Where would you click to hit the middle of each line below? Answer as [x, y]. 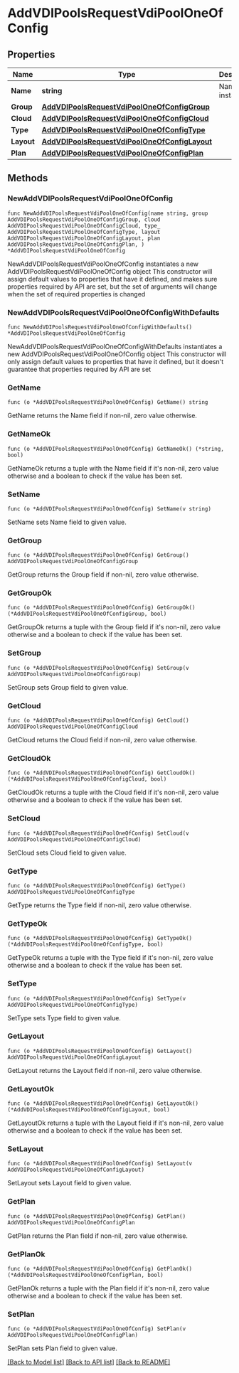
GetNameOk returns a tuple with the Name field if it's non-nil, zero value [113, 468]
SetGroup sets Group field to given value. [68, 687]
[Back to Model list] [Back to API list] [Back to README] [89, 1362]
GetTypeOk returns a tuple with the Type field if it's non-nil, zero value [110, 958]
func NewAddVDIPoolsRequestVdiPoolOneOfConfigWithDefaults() [100, 327]
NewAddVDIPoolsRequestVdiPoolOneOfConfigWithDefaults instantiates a [115, 346]
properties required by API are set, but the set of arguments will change [112, 287]
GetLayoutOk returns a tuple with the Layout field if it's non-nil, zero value [116, 1123]
